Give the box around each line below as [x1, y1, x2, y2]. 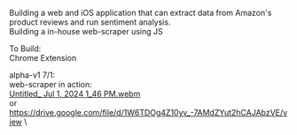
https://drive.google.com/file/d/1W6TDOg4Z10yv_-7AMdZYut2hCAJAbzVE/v [9, 108, 288, 117]
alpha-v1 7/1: [9, 70, 56, 80]
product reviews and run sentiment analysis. [9, 17, 171, 27]
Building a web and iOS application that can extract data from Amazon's [9, 8, 272, 18]
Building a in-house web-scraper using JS [9, 26, 163, 36]
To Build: [9, 43, 42, 54]
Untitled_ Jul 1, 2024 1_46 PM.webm [9, 88, 141, 99]
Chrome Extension [9, 53, 77, 63]
